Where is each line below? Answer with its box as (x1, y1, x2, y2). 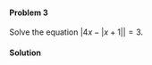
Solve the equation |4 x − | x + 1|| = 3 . (9, 27, 144, 37)
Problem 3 (9, 7, 49, 18)
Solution (9, 47, 42, 58)
